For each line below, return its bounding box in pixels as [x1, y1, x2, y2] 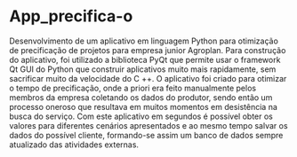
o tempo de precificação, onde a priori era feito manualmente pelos [9, 82, 256, 93]
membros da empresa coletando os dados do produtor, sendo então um [9, 91, 273, 103]
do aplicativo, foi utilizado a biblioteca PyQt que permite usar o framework [9, 54, 281, 65]
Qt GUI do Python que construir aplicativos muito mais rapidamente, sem [9, 64, 277, 75]
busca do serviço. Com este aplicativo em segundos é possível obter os [9, 111, 273, 122]
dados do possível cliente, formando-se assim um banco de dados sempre [9, 130, 284, 140]
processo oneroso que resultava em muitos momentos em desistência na [9, 101, 278, 112]
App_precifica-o [9, 6, 133, 27]
